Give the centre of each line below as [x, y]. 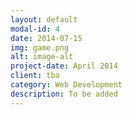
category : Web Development [66, 85]
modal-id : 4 [35, 29]
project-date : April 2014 [64, 66]
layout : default [44, 19]
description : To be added [64, 94]
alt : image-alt [42, 57]
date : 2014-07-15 [46, 38]
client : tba [35, 76]
